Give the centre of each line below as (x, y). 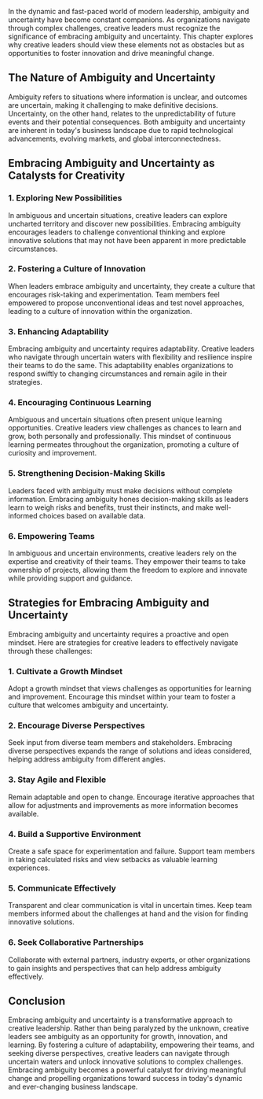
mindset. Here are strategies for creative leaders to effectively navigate (123, 642)
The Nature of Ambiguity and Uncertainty (112, 78)
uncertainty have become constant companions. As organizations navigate (129, 20)
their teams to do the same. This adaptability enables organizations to (121, 366)
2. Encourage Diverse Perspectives (77, 725)
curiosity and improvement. (53, 453)
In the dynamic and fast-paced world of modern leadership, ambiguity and (129, 11)
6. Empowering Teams (52, 536)
